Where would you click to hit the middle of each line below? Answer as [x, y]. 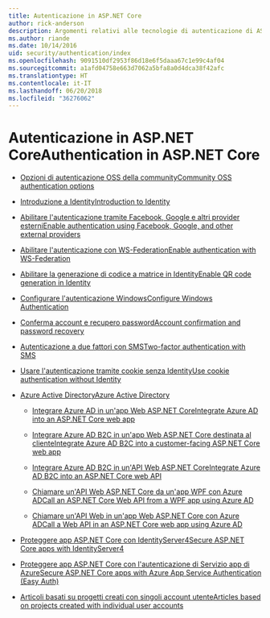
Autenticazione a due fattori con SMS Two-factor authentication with [133, 346]
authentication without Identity [71, 380]
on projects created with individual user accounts [102, 606]
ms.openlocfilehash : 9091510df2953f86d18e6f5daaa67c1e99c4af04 [117, 61]
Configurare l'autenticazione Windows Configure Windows [116, 298]
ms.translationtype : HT [48, 76]
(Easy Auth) [39, 582]
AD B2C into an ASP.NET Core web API [97, 476]
